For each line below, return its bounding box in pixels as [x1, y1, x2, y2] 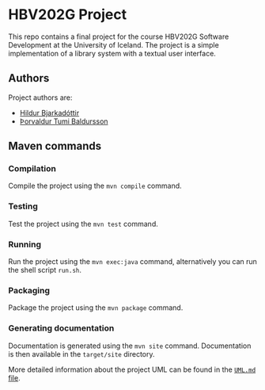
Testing [8, 201, 38, 212]
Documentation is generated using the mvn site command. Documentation [8, 341, 252, 350]
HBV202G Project [8, 6, 127, 24]
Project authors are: [8, 93, 73, 102]
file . [8, 373, 21, 382]
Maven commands [8, 140, 101, 153]
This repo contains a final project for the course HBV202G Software [8, 32, 229, 41]
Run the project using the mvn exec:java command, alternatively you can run [8, 257, 257, 266]
